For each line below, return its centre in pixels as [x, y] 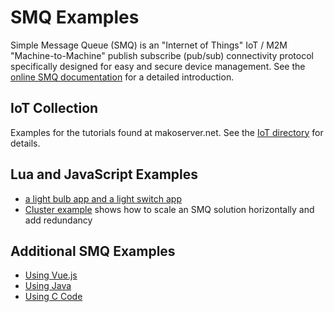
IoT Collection [54, 108]
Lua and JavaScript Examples [104, 174]
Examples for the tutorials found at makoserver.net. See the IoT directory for [167, 132]
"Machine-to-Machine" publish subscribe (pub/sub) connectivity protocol [162, 55]
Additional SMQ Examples [93, 251]
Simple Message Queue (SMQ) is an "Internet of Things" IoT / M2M [149, 45]
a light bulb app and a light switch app [103, 198]
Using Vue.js [51, 275]
